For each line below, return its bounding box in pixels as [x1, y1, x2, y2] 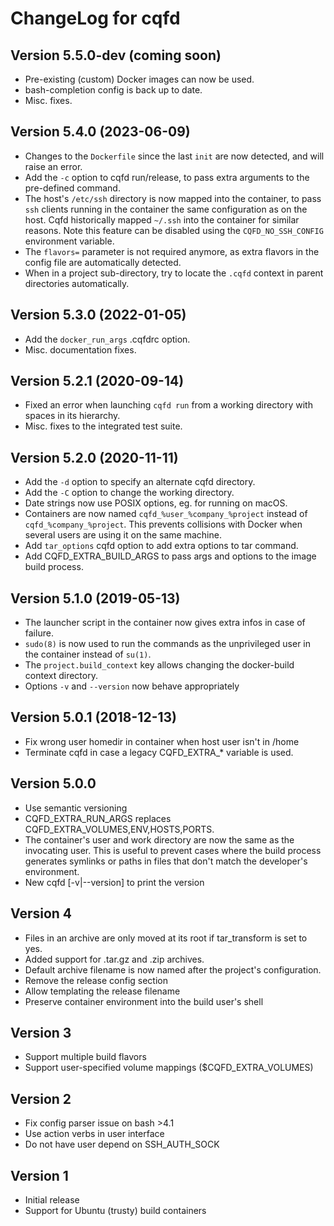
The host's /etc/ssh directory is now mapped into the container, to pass [24, 192, 322, 204]
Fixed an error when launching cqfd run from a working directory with [24, 399, 313, 411]
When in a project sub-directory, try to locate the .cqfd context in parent [24, 267, 324, 279]
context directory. [24, 670, 98, 682]
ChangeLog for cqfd [10, 7, 181, 30]
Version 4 [10, 905, 73, 922]
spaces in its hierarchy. [24, 410, 121, 422]
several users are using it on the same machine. [24, 529, 222, 541]
